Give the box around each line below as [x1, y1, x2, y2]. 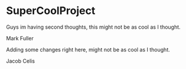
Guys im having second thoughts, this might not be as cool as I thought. [6, 23, 181, 30]
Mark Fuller [6, 34, 34, 42]
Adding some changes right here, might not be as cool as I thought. [6, 46, 170, 53]
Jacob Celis [6, 57, 35, 64]
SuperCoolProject [6, 4, 96, 18]
